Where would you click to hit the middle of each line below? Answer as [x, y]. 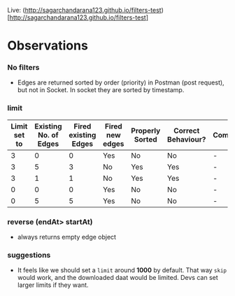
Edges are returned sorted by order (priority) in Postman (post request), [121, 82]
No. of [48, 135]
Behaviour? [186, 139]
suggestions [29, 255]
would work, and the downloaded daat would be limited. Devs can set [117, 278]
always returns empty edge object [67, 237]
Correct [187, 131]
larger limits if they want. [53, 285]
